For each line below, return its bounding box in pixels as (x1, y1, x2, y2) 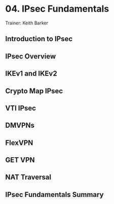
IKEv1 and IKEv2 (5, 69, 57, 78)
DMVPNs (5, 121, 34, 130)
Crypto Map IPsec (5, 86, 63, 95)
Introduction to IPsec (5, 35, 73, 43)
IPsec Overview (5, 52, 56, 61)
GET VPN (5, 156, 35, 164)
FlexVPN (5, 138, 33, 147)
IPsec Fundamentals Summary (5, 190, 104, 199)
